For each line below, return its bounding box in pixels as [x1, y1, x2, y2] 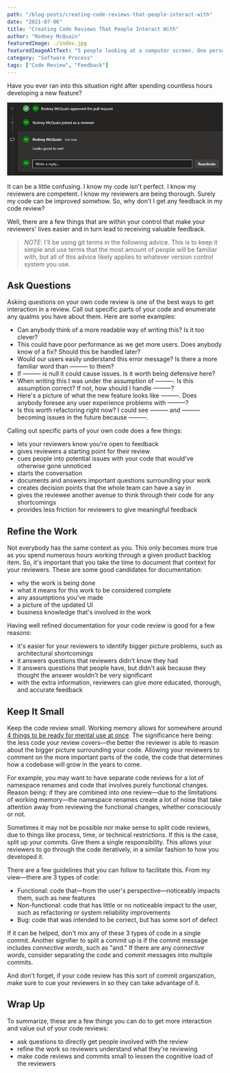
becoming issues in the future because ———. [16, 413, 149, 422]
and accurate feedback [16, 686, 84, 694]
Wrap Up [7, 999, 46, 1011]
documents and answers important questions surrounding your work [16, 476, 211, 485]
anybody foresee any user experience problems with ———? [16, 399, 189, 407]
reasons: [7, 629, 32, 637]
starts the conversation [16, 469, 83, 477]
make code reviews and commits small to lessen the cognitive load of [16, 1052, 214, 1060]
